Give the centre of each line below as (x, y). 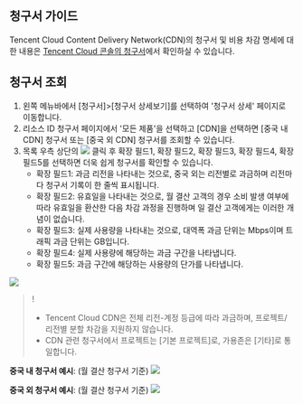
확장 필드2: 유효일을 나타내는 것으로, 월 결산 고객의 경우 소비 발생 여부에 (162, 196)
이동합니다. (42, 117)
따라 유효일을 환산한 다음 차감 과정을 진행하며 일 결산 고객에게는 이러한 (160, 207)
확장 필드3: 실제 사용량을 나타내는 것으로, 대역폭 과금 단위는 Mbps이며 (160, 230)
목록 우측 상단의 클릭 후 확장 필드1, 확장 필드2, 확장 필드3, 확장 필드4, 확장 (158, 151)
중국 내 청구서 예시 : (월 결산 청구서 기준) (79, 371)
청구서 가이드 (44, 16)
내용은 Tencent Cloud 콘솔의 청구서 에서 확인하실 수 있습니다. (127, 51)
